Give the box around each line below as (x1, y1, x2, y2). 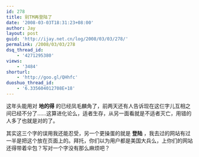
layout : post (6, 31, 38, 37)
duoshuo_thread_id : (6, 80, 54, 86)
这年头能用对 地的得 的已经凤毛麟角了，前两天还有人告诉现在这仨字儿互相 (6, 102, 185, 109)
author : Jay (6, 25, 36, 31)
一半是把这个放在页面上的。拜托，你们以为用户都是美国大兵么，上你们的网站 (6, 137, 193, 144)
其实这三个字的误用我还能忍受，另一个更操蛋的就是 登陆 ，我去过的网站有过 (6, 129, 191, 136)
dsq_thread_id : (6, 47, 44, 53)
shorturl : (6, 69, 31, 75)
